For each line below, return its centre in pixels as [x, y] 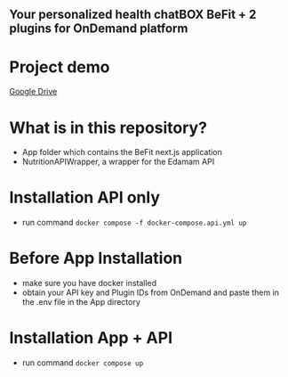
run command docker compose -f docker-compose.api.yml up [134, 223]
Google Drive [33, 92]
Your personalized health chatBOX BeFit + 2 [133, 15]
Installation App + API [91, 338]
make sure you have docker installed [89, 283]
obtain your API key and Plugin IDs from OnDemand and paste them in [151, 292]
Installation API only [85, 197]
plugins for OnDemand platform [99, 29]
